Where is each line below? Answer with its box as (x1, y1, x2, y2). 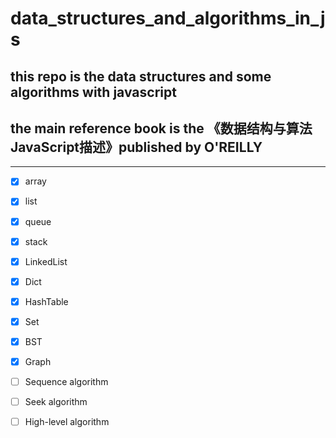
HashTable (24, 295, 69, 307)
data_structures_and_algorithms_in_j (10, 7, 326, 30)
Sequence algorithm (24, 376, 109, 388)
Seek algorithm (24, 396, 88, 408)
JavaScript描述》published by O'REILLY (10, 138, 263, 156)
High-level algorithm (24, 416, 110, 428)
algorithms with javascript (10, 83, 177, 101)
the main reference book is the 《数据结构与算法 (10, 120, 313, 137)
